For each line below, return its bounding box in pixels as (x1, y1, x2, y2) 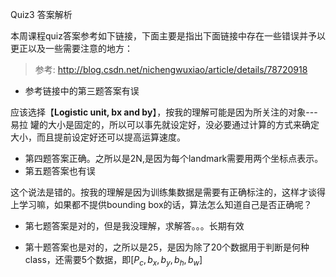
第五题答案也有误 (24, 165, 96, 177)
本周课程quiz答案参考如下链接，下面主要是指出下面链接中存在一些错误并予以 (10, 30, 326, 42)
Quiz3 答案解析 (10, 9, 73, 20)
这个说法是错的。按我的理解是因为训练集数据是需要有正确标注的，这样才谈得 (10, 186, 326, 198)
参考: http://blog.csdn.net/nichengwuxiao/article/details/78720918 (34, 64, 308, 75)
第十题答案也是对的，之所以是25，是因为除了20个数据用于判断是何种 (24, 241, 310, 253)
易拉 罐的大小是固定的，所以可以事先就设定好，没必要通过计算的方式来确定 (10, 119, 320, 130)
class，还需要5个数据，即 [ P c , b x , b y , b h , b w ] (24, 254, 203, 268)
